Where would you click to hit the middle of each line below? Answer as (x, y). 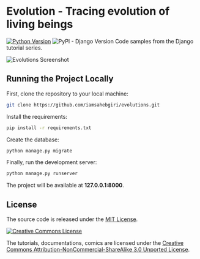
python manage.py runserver (42, 174)
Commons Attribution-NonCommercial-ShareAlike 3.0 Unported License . (98, 250)
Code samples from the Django (154, 41)
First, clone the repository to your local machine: (67, 94)
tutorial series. (24, 48)
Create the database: (33, 140)
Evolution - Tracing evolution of (88, 11)
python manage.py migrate (39, 151)
